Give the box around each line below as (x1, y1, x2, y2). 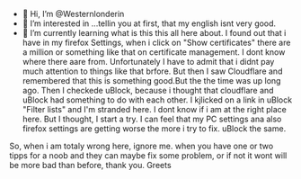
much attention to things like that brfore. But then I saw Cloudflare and (22, 66, 283, 76)
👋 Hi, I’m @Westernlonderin (22, 9, 125, 19)
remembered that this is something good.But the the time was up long (22, 76, 281, 85)
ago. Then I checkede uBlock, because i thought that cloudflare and (22, 85, 274, 95)
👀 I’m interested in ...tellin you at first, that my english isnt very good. (22, 18, 277, 29)
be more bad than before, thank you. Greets (9, 160, 173, 170)
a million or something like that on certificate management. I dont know (22, 47, 286, 58)
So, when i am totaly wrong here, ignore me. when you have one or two (9, 140, 274, 151)
